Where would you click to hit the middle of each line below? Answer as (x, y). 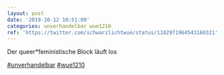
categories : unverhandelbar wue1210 (59, 26)
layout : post (26, 13)
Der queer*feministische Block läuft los (62, 52)
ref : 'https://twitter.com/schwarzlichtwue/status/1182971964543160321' (113, 32)
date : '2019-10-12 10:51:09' (48, 20)
